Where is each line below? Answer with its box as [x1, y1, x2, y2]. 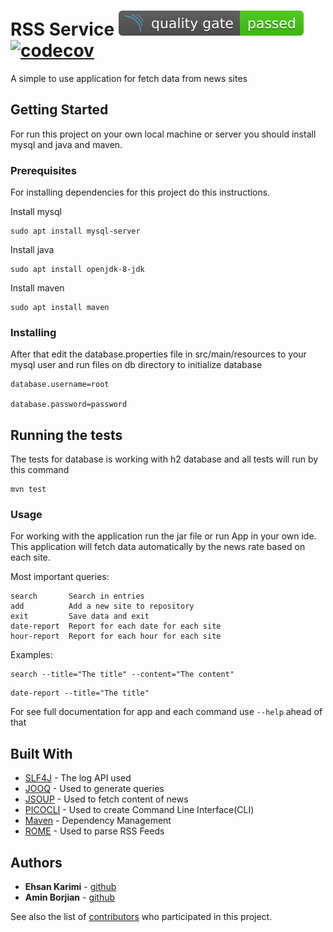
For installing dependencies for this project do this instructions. [10, 186, 271, 199]
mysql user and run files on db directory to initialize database [10, 359, 263, 371]
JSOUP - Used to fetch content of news [24, 793, 189, 805]
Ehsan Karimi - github [24, 881, 117, 893]
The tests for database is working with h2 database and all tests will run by [10, 453, 319, 465]
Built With [10, 745, 73, 762]
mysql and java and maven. [10, 138, 123, 150]
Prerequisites [10, 163, 77, 177]
